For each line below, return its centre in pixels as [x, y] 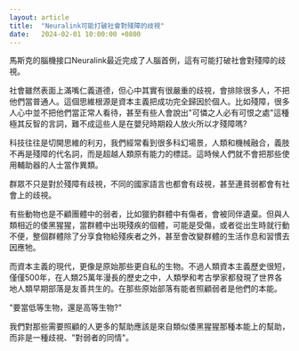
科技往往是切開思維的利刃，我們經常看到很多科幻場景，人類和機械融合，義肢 [149, 143]
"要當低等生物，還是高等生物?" [66, 307]
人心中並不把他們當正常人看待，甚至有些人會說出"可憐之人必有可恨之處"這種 [149, 113]
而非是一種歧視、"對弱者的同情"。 [72, 338]
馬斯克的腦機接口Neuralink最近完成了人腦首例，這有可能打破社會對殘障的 [144, 61]
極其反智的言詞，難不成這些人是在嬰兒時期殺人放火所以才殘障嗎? [128, 124]
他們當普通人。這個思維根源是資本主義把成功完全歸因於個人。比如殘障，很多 [149, 102]
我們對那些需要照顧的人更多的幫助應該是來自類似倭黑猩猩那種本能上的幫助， [149, 327]
